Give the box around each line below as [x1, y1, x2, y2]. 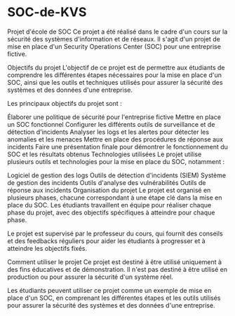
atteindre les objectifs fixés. [7, 244, 88, 252]
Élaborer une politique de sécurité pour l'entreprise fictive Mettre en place [7, 113, 221, 121]
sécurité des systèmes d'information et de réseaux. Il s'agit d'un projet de [7, 34, 221, 43]
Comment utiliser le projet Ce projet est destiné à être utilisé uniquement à [7, 257, 222, 266]
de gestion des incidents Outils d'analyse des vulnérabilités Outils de [7, 178, 206, 186]
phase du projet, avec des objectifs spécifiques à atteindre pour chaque [7, 208, 215, 217]
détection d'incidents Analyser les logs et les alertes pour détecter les [7, 128, 209, 136]
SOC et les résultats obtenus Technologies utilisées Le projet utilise [7, 150, 202, 158]
